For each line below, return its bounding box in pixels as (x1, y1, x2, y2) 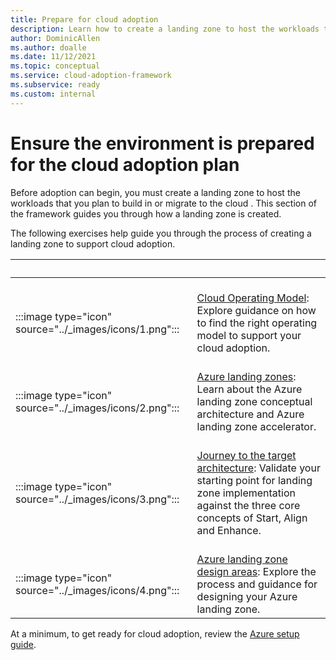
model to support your (196, 328, 302, 342)
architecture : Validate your (196, 461, 321, 475)
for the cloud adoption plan (10, 153, 240, 176)
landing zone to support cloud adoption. (10, 237, 176, 250)
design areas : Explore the (196, 564, 317, 578)
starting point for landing (196, 473, 313, 487)
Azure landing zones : (196, 369, 297, 383)
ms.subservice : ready (10, 80, 101, 90)
